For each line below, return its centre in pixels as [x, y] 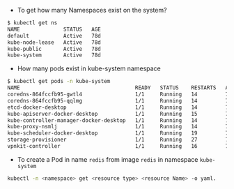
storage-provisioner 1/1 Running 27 [102, 140]
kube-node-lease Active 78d [54, 42]
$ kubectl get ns [32, 23]
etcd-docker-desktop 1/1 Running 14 [102, 107]
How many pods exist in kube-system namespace [89, 68]
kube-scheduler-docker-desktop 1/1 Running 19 [102, 133]
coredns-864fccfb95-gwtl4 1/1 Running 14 [102, 94]
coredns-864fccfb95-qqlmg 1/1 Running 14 [102, 100]
